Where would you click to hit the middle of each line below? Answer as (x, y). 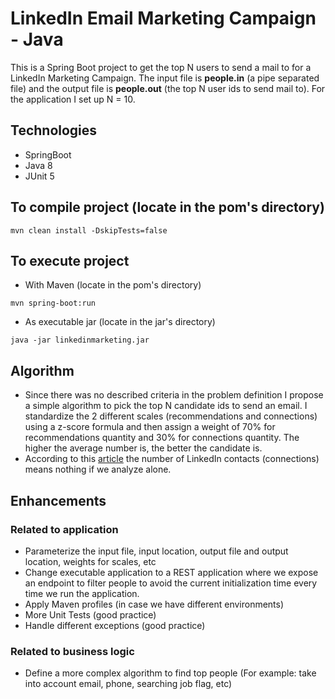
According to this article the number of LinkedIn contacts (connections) (172, 459)
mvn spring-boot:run (53, 303)
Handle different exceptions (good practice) (115, 625)
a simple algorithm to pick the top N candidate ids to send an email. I (166, 406)
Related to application (64, 529)
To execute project (70, 260)
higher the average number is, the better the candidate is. (143, 448)
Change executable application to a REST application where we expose (171, 572)
